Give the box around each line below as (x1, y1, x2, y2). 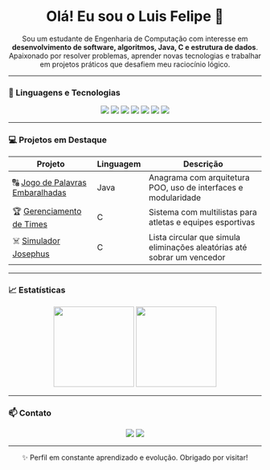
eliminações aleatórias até (148, 241, 247, 252)
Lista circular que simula (148, 231, 241, 243)
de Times (12, 219, 48, 230)
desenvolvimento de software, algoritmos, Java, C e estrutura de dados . (11, 42, 259, 51)
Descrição (183, 158, 223, 170)
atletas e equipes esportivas (148, 217, 256, 228)
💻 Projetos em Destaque (8, 134, 107, 145)
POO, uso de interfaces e (148, 182, 243, 193)
